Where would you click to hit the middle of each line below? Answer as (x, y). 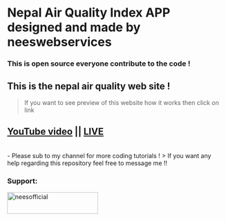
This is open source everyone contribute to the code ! (99, 64)
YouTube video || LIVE (55, 132)
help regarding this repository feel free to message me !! (87, 163)
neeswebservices (59, 42)
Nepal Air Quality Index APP (89, 13)
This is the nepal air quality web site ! (89, 86)
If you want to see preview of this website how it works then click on (121, 102)
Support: (22, 181)
